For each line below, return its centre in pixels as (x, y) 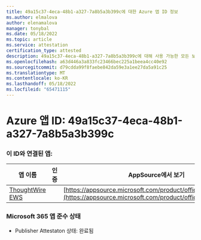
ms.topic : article (29, 39)
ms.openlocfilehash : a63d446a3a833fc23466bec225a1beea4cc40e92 (87, 61)
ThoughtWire (28, 190)
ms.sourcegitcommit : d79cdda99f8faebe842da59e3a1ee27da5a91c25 (87, 67)
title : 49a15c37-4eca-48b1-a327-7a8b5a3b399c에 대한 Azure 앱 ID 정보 (92, 12)
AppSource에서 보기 (156, 175)
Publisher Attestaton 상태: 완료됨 (54, 230)
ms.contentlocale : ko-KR (37, 78)
